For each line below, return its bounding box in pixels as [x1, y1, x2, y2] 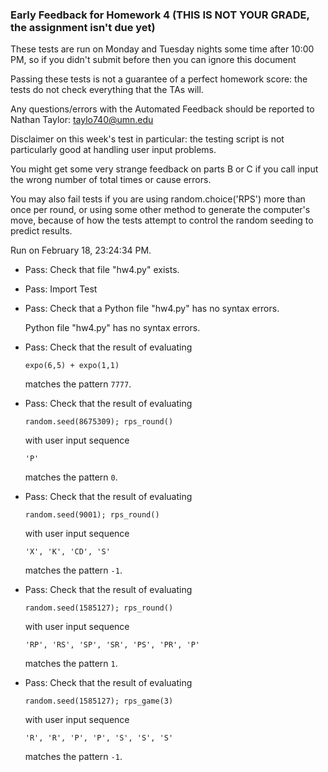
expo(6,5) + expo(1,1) [24, 361, 120, 371]
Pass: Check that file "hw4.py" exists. [24, 264, 180, 276]
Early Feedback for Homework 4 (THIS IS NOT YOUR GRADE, [10, 8, 310, 22]
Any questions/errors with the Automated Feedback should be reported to [10, 103, 315, 115]
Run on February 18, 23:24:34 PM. [10, 244, 152, 257]
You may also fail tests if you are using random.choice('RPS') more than [10, 193, 306, 205]
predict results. [10, 225, 73, 237]
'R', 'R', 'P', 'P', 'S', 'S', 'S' [24, 733, 174, 743]
